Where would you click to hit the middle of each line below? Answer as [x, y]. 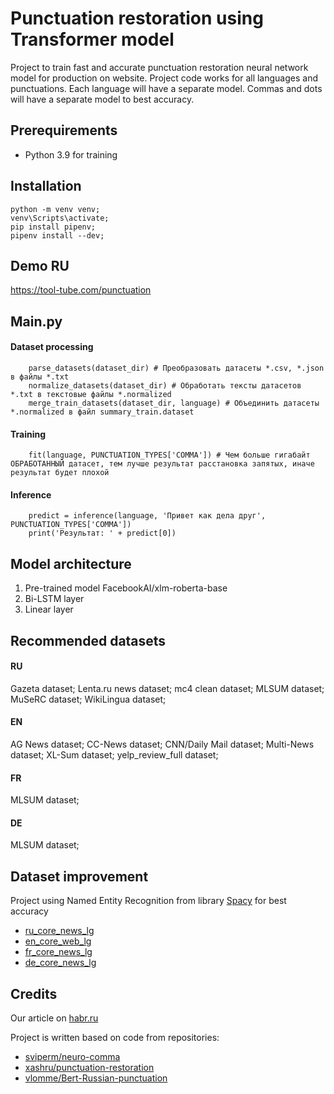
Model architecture [71, 563]
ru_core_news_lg [59, 931]
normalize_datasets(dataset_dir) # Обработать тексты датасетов [165, 385]
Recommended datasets [88, 640]
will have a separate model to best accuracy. [102, 99]
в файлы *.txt [40, 377]
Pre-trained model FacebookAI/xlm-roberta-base [126, 588]
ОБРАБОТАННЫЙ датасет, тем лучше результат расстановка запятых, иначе [162, 464]
